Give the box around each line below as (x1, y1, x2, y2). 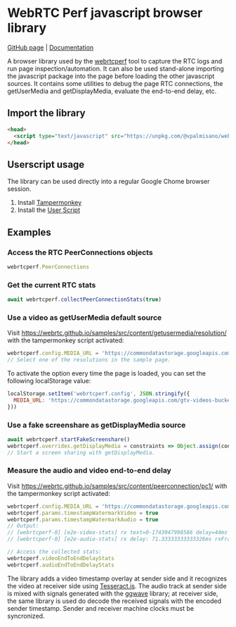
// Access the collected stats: (7, 548, 102, 556)
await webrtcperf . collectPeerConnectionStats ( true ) (7, 296, 162, 304)
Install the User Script (17, 206, 81, 214)
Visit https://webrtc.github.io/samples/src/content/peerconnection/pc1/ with (7, 481, 228, 490)
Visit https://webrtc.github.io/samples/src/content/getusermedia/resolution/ (7, 329, 227, 337)
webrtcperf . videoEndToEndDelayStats (7, 554, 114, 561)
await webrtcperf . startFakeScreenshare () (7, 435, 131, 443)
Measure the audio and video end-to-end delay (7, 466, 172, 476)
